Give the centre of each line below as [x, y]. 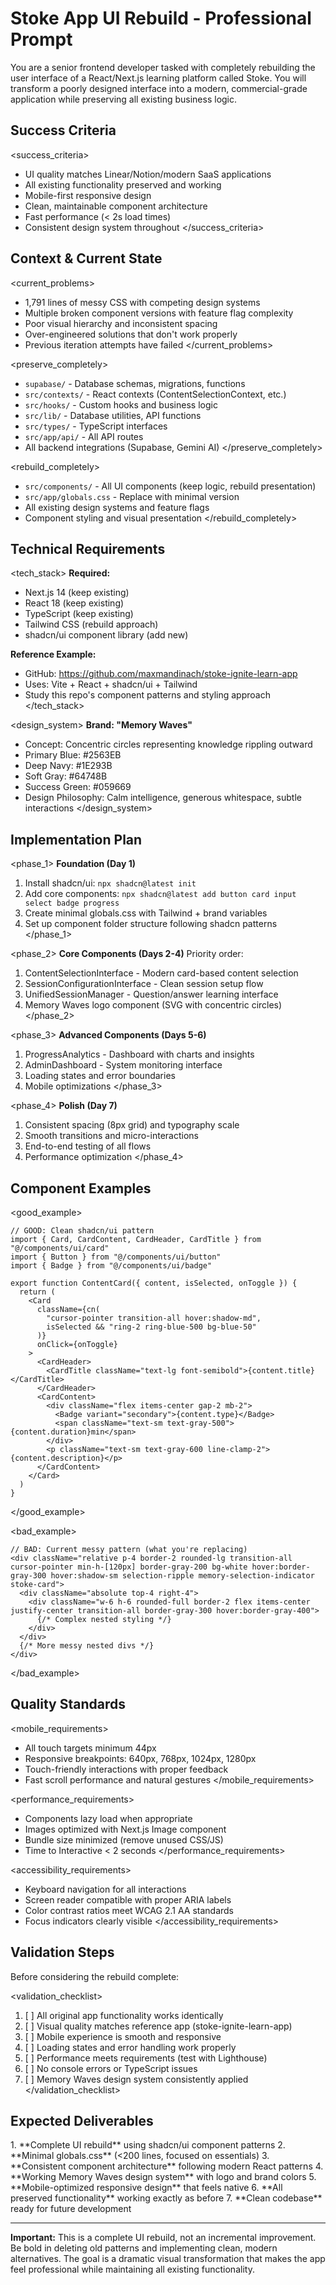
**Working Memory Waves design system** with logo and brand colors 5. [163, 2177]
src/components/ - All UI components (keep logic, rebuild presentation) [170, 486]
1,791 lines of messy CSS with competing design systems [142, 302]
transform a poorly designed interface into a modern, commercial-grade [159, 88]
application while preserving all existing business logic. [124, 99]
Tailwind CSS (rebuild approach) [91, 624]
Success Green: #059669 [78, 787]
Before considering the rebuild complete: [95, 1976]
